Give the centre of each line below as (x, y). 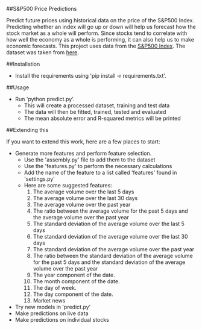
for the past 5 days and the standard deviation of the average (109, 262)
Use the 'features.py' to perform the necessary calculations (98, 166)
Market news (49, 300)
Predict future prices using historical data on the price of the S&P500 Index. (100, 20)
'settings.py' (39, 179)
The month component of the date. (76, 281)
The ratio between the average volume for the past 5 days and (110, 211)
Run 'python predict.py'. (45, 99)
